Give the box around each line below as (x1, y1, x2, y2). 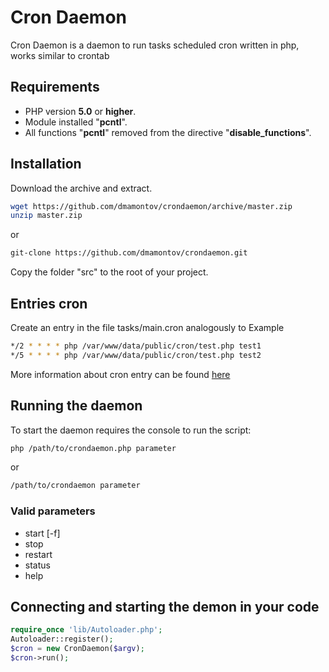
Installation (10, 156, 82, 173)
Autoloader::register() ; (10, 634, 114, 645)
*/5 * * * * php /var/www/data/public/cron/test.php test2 (10, 350, 262, 360)
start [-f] (24, 527, 61, 539)
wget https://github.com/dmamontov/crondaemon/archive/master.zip (10, 201, 293, 211)
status (24, 559, 51, 571)
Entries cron (10, 295, 88, 312)
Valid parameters (10, 504, 96, 518)
